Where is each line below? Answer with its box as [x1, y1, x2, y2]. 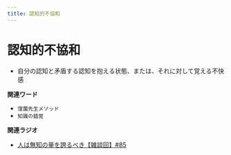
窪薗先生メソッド [17, 105, 59, 112]
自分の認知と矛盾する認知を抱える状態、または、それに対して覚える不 [17, 67, 218, 75]
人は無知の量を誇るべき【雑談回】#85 [17, 140, 127, 149]
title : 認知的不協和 [7, 10, 61, 17]
